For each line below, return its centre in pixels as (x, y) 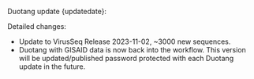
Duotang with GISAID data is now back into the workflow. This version (132, 50)
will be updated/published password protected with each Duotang (126, 58)
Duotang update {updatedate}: (57, 11)
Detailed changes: (37, 26)
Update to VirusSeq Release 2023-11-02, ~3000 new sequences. (125, 41)
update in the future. (52, 66)
